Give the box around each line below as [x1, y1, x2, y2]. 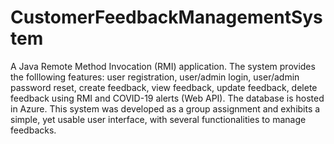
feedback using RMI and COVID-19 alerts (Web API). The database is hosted [10, 92, 325, 104]
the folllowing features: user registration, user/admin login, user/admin [10, 71, 300, 83]
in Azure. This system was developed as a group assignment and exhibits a [10, 102, 321, 115]
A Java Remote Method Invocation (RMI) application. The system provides [10, 60, 316, 72]
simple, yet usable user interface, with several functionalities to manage [10, 113, 307, 125]
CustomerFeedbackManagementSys [10, 6, 323, 29]
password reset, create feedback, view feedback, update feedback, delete [10, 81, 318, 93]
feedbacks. [10, 124, 57, 136]
